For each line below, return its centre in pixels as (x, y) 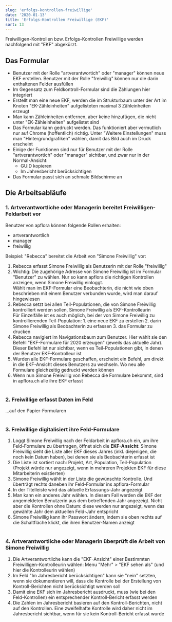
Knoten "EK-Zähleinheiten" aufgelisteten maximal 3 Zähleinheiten (82, 106)
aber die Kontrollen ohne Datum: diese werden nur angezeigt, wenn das (89, 506)
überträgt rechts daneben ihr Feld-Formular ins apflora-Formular (81, 484)
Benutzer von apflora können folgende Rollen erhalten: (63, 225)
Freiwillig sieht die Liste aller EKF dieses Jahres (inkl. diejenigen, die (84, 452)
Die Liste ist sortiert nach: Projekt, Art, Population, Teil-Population (82, 463)
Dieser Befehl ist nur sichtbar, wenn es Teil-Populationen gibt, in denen (88, 348)
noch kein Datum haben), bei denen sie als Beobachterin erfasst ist (84, 457)
